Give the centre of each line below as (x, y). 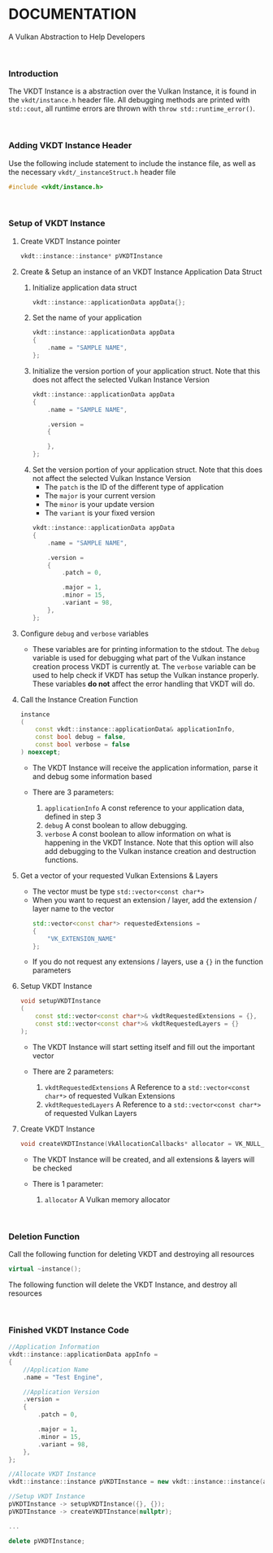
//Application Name (56, 1369)
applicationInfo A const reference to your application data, (145, 807)
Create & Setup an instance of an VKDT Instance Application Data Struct (141, 271)
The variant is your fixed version (100, 513)
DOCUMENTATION (72, 14)
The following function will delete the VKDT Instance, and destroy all (123, 1284)
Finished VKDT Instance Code (69, 1330)
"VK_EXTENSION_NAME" (82, 938)
